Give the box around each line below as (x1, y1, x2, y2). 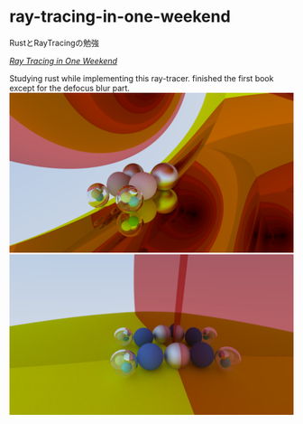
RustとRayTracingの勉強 (9, 37, 99, 48)
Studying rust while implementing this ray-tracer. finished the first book (9, 72, 274, 83)
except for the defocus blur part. (9, 82, 131, 93)
